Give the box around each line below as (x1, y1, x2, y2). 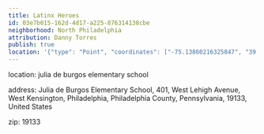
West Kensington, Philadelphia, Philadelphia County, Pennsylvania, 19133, (8, 94, 247, 102)
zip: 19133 (8, 117, 41, 126)
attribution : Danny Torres (8, 33, 97, 42)
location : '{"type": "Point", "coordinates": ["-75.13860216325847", (8, 48, 243, 56)
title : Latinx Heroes (8, 11, 80, 20)
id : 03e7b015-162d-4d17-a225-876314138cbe (8, 19, 150, 27)
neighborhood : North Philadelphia (8, 26, 123, 34)
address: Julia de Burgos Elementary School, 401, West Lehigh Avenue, (8, 85, 241, 95)
